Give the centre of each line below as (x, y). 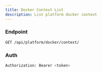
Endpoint (16, 32)
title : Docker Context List (34, 10)
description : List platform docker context (51, 14)
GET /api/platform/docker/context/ (42, 42)
